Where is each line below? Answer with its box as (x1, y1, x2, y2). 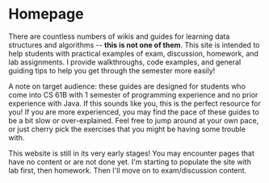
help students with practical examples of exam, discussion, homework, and (8, 48, 258, 58)
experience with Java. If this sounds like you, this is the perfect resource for (8, 98, 261, 108)
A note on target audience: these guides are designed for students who (8, 81, 246, 91)
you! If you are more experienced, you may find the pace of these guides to (8, 106, 260, 117)
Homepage (8, 5, 84, 23)
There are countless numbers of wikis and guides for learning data (8, 31, 230, 41)
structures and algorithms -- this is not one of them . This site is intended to (8, 40, 260, 49)
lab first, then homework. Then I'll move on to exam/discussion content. (8, 165, 247, 175)
